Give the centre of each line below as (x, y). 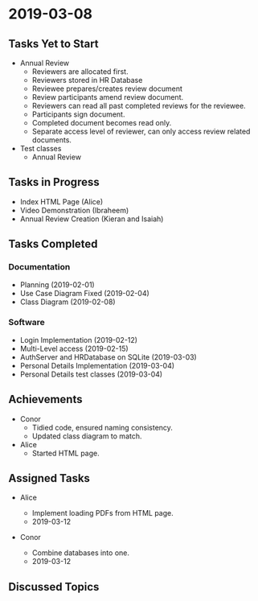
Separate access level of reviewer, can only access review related (141, 131)
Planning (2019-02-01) (57, 284)
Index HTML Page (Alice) (61, 201)
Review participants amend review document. (107, 97)
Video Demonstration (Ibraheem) (74, 210)
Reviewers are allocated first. (80, 72)
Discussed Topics (54, 587)
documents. (52, 140)
